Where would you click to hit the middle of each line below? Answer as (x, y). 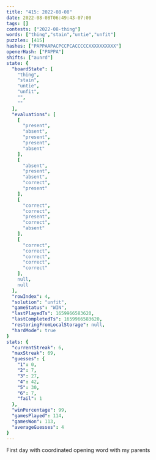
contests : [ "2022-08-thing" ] (43, 29)
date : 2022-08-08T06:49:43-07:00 (49, 18)
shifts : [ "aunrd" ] (30, 57)
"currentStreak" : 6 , (38, 347)
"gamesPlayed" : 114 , (38, 416)
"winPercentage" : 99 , (39, 410)
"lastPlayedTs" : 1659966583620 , (53, 313)
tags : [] (17, 23)
